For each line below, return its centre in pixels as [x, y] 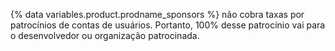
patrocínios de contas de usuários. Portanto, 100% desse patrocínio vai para [168, 25]
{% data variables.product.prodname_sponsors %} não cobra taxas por [157, 14]
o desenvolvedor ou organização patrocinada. [105, 35]
